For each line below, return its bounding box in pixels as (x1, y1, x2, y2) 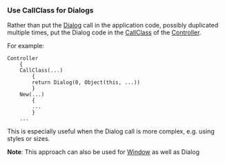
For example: (7, 42, 45, 50)
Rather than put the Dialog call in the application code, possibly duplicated (7, 21, 219, 30)
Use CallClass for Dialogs (7, 6, 94, 15)
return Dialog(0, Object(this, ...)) (32, 79, 140, 86)
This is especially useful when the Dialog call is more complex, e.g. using (7, 127, 215, 135)
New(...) (19, 91, 45, 98)
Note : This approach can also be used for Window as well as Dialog (7, 148, 200, 156)
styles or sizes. (7, 135, 50, 143)
